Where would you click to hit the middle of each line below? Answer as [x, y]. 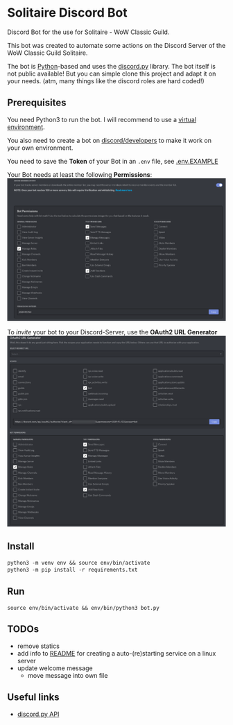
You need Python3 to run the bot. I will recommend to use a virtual [102, 119]
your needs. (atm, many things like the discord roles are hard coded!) [106, 80]
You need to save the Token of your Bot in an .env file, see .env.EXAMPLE [113, 161]
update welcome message [55, 668]
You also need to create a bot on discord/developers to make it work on [109, 140]
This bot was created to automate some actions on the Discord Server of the [116, 45]
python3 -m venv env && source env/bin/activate [79, 563]
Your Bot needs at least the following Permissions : [80, 174]
